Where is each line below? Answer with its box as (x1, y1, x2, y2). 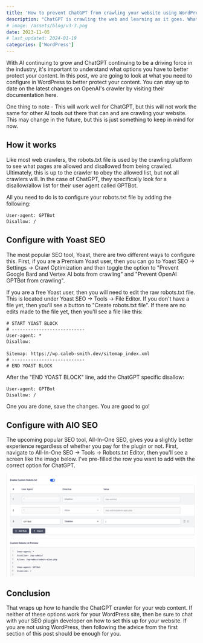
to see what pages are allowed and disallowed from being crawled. (6, 162, 173, 170)
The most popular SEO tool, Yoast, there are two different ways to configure (6, 251, 195, 258)
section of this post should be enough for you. (6, 630, 121, 638)
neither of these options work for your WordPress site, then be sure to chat (6, 611, 193, 618)
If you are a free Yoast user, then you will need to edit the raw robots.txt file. (6, 288, 195, 296)
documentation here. (6, 92, 59, 98)
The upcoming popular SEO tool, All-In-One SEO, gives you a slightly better (6, 436, 194, 444)
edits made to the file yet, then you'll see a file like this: (6, 308, 143, 315)
